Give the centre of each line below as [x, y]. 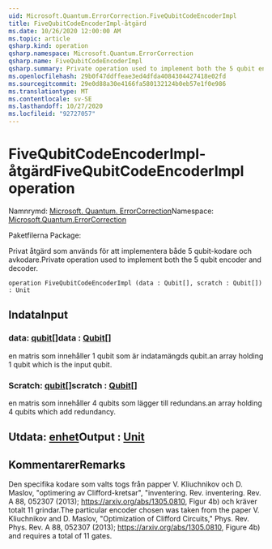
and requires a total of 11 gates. [60, 536]
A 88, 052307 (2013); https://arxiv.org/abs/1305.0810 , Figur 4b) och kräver [133, 502]
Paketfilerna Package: [45, 235]
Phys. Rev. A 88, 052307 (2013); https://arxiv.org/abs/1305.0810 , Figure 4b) [134, 527]
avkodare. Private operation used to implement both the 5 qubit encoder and [135, 259]
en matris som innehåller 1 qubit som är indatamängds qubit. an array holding [136, 356]
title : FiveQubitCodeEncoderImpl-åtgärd [78, 24]
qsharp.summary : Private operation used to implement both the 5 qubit [132, 69]
